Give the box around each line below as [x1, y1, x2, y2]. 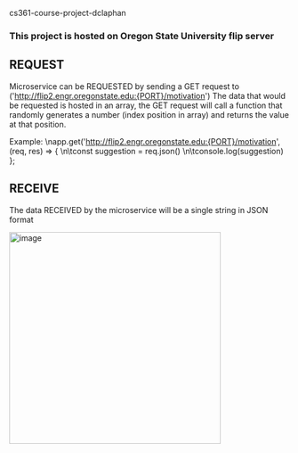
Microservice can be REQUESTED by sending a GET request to [9, 80, 240, 92]
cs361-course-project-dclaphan [9, 8, 126, 18]
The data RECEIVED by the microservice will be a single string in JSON [9, 204, 269, 215]
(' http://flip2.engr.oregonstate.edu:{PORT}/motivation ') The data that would [9, 90, 286, 101]
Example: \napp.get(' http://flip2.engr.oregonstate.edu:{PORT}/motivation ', [9, 136, 281, 146]
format [9, 214, 34, 225]
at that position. [9, 119, 67, 129]
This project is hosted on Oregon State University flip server [9, 29, 274, 42]
